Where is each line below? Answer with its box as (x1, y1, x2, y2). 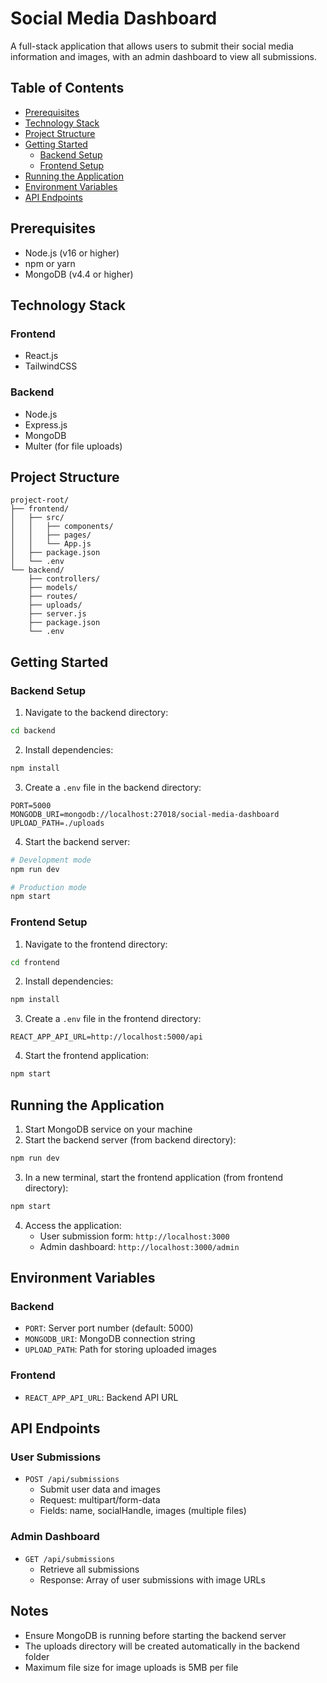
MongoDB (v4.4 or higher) (24, 268, 134, 280)
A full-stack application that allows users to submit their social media (10, 40, 294, 52)
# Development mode (10, 855, 92, 865)
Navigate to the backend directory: (24, 707, 169, 719)
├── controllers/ (28, 574, 101, 584)
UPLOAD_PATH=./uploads (10, 818, 105, 828)
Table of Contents (10, 80, 125, 97)
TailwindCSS (24, 360, 78, 372)
